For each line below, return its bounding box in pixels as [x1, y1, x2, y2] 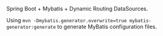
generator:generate [6, 24, 56, 30]
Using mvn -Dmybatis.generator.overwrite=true [6, 17, 127, 23]
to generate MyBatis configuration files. [57, 23, 157, 30]
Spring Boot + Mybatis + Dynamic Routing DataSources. [6, 5, 148, 12]
